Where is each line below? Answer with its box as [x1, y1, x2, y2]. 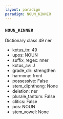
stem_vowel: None [12, 109, 49, 115]
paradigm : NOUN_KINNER [5, 12, 51, 17]
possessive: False [12, 78, 48, 84]
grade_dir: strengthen [12, 68, 56, 73]
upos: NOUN [12, 52, 38, 58]
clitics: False [12, 98, 38, 104]
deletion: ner [12, 88, 38, 94]
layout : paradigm [5, 7, 41, 12]
